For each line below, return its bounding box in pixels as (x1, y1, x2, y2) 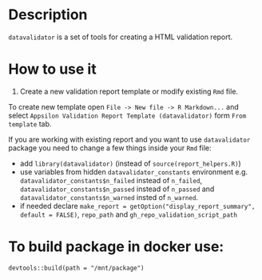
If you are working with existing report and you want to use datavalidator (8, 134, 251, 144)
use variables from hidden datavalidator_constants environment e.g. (19, 166, 248, 177)
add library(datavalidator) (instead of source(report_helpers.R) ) (19, 158, 241, 168)
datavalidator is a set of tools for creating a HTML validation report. (8, 32, 233, 42)
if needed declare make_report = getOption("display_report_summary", (19, 201, 256, 210)
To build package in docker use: (8, 238, 224, 256)
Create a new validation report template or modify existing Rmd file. (19, 86, 238, 96)
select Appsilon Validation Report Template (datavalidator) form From (8, 110, 247, 120)
